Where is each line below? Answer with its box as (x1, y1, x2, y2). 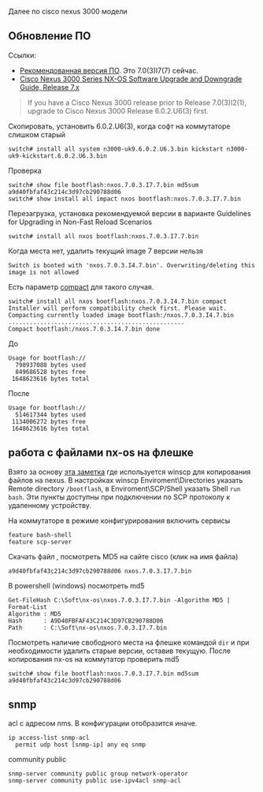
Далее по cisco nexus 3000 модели (8, 7, 128, 16)
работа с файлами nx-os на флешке (8, 446, 194, 460)
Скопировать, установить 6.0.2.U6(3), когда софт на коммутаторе (8, 121, 231, 131)
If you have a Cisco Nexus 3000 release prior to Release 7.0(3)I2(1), (27, 98, 247, 107)
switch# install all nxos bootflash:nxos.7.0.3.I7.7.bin (8, 232, 199, 240)
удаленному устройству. (8, 500, 92, 510)
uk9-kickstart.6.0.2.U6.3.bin (8, 151, 108, 160)
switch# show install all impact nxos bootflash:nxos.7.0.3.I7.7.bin (8, 195, 242, 203)
